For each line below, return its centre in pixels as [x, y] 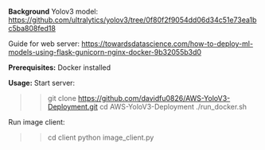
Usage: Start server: [42, 83]
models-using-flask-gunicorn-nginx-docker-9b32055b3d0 [105, 52]
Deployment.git [72, 107]
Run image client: [37, 122]
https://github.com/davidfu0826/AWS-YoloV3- [154, 98]
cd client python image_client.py [101, 137]
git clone [62, 98]
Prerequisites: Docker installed [60, 67]
